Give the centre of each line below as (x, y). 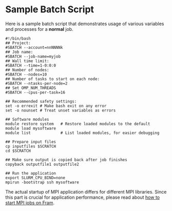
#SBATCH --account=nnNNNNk (34, 47)
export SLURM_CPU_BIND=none (35, 178)
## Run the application (31, 173)
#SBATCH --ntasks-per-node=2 (36, 83)
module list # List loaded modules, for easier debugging (82, 133)
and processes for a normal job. (39, 29)
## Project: (18, 43)
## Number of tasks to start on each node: (53, 79)
